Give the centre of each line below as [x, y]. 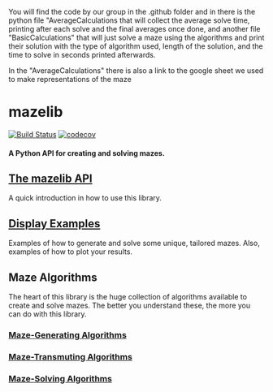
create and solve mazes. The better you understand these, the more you [130, 305]
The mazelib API [50, 178]
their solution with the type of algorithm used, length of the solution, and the [136, 46]
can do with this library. [48, 314]
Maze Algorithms [53, 277]
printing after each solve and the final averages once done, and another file [135, 29]
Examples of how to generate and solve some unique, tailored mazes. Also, [134, 243]
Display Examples [54, 224]
